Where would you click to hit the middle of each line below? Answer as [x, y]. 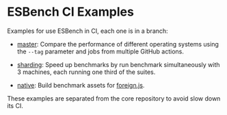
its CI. [15, 105]
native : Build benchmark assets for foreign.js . [81, 85]
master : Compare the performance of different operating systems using [118, 44]
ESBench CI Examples [71, 12]
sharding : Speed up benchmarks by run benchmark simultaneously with [118, 64]
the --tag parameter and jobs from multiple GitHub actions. [101, 51]
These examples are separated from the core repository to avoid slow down [114, 98]
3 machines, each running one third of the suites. [86, 72]
